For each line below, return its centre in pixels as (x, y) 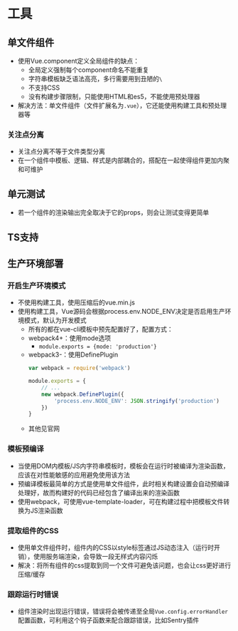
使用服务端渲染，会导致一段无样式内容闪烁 (96, 556)
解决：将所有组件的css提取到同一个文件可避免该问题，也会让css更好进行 (124, 565)
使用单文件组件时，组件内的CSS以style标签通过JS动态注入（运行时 (116, 547)
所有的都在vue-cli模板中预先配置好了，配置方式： (101, 329)
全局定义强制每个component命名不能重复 (88, 70)
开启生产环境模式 (37, 285)
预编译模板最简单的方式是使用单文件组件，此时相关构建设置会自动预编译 (123, 483)
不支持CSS (44, 88)
